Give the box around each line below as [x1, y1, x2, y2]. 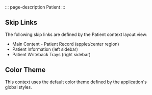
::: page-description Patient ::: [5, 4, 65, 10]
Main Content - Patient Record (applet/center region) [12, 41, 119, 47]
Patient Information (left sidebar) [12, 46, 78, 52]
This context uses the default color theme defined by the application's [5, 79, 147, 85]
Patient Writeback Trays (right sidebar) [12, 51, 91, 57]
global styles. [5, 84, 32, 90]
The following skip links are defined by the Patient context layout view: [5, 32, 148, 37]
